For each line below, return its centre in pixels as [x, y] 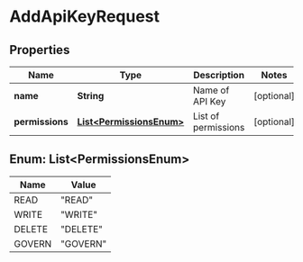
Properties [40, 50]
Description [219, 75]
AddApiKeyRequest [85, 17]
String [91, 96]
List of [206, 116]
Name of [211, 90]
